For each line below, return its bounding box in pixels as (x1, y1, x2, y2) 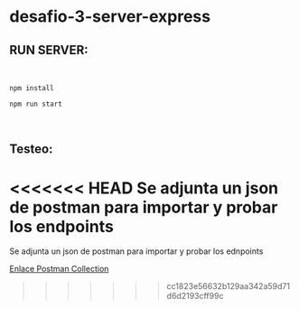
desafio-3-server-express (9, 6, 210, 27)
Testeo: (9, 142, 53, 157)
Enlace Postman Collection (9, 264, 109, 275)
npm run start (9, 99, 63, 108)
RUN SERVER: (9, 42, 89, 58)
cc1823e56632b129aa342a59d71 (166, 281, 291, 292)
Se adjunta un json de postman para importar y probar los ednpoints (9, 246, 264, 257)
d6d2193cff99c (166, 291, 224, 302)
